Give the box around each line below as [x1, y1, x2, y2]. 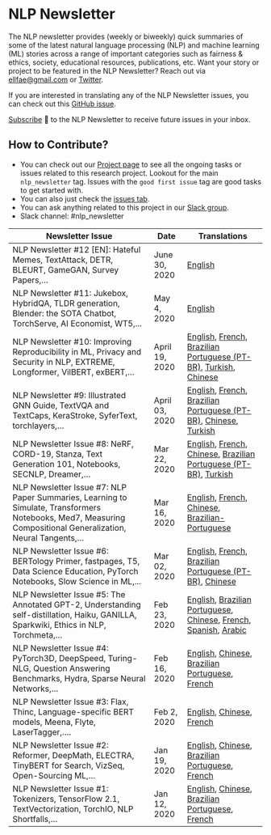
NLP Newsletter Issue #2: [12, 740, 109, 751]
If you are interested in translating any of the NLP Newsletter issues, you [8, 90, 249, 100]
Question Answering [33, 663, 110, 674]
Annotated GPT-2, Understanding [12, 599, 141, 610]
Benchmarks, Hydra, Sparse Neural [12, 672, 147, 684]
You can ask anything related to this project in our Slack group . [19, 202, 230, 212]
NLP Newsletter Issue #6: [12, 545, 109, 557]
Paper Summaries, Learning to [12, 491, 127, 502]
